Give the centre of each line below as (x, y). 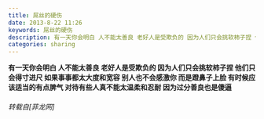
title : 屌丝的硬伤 (35, 15)
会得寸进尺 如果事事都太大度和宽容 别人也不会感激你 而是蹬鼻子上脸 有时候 (128, 78)
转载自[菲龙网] (31, 106)
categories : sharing (42, 45)
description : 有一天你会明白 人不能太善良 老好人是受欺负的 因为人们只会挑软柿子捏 (130, 37)
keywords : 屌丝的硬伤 (40, 30)
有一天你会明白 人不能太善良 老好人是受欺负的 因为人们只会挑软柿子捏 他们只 (132, 68)
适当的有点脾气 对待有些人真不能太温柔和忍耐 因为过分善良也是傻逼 (123, 88)
